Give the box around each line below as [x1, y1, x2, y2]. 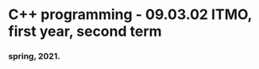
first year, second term [8, 22, 162, 40]
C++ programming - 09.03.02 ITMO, [8, 6, 253, 24]
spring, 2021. [8, 51, 61, 62]
